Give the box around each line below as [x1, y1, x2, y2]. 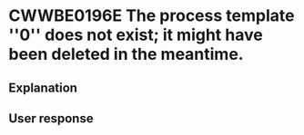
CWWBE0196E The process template [8, 5, 295, 26]
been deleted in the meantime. [8, 44, 244, 64]
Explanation [8, 80, 78, 95]
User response [8, 111, 94, 126]
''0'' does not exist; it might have [8, 24, 263, 45]
